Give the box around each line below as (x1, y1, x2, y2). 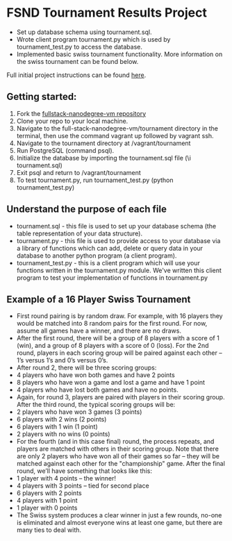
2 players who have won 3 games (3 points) (16, 408, 142, 416)
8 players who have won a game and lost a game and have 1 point (16, 378, 206, 387)
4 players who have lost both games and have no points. (16, 385, 179, 394)
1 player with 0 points (16, 503, 78, 512)
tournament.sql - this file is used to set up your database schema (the (16, 222, 217, 230)
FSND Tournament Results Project (6, 5, 208, 21)
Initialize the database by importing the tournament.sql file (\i (16, 153, 192, 162)
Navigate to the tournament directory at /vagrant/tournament (16, 139, 191, 147)
